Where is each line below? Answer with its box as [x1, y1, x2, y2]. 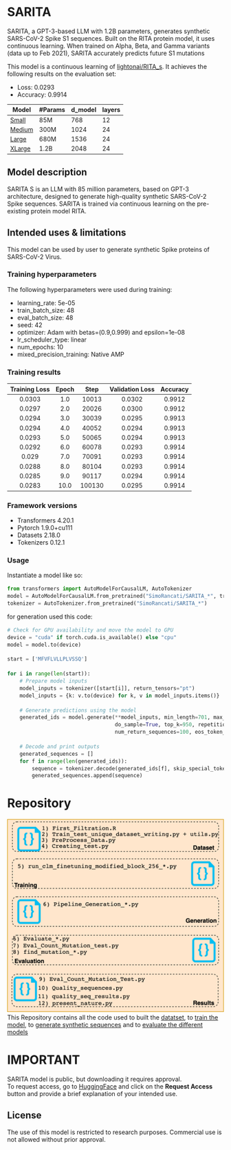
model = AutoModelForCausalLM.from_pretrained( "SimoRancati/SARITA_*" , [7, 593, 217, 600]
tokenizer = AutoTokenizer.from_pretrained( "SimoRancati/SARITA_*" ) [7, 600, 208, 607]
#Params [38, 106, 65, 114]
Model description [7, 166, 87, 178]
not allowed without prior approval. [7, 1135, 106, 1143]
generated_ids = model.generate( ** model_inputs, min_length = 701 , [19, 714, 211, 721]
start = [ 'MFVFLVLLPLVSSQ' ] [7, 656, 88, 663]
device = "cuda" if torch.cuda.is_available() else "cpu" [7, 634, 177, 641]
